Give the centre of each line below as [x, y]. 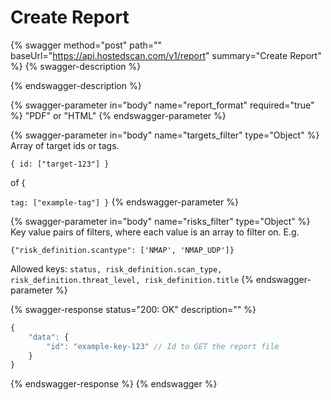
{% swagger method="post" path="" [86, 45]
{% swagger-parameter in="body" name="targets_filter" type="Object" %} [165, 135]
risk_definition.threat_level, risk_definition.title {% [132, 279]
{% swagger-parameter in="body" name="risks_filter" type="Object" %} [160, 221]
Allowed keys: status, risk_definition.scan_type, [116, 268]
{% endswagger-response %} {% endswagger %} [114, 384]
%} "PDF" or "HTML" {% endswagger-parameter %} [118, 115]
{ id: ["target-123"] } [60, 164]
